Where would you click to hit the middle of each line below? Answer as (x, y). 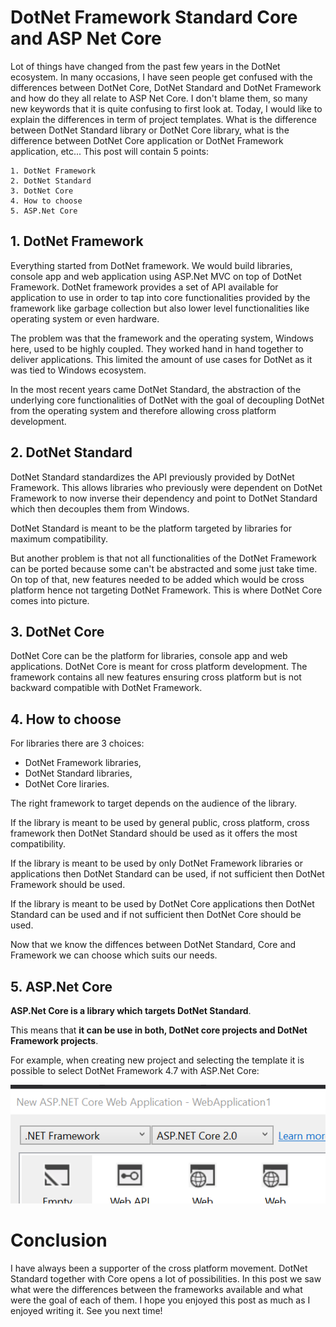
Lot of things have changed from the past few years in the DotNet (145, 66)
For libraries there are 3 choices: (77, 743)
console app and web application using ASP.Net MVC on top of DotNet (156, 276)
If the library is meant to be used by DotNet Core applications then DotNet (162, 904)
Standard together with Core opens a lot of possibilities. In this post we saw (166, 1278)
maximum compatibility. (59, 538)
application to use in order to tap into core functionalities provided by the (160, 297)
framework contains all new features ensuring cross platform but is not (156, 677)
